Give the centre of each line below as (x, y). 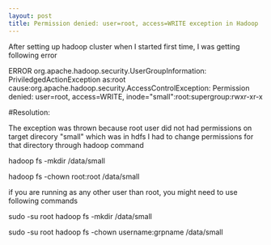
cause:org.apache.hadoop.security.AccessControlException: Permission (129, 88)
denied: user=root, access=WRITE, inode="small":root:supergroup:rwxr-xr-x (135, 96)
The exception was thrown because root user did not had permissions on (130, 128)
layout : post (30, 16)
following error (33, 55)
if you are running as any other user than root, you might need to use (123, 192)
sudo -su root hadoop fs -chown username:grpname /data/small (116, 232)
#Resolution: (29, 112)
